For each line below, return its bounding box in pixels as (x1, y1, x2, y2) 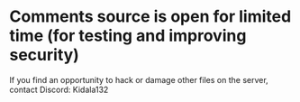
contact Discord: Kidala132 (9, 84, 109, 95)
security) (9, 45, 79, 65)
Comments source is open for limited (9, 6, 292, 27)
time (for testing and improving (9, 25, 247, 46)
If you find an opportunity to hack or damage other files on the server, (9, 74, 268, 85)
